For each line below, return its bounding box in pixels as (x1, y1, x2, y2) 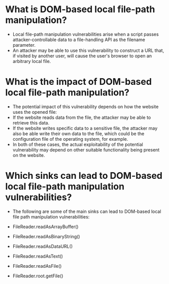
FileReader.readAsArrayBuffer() (12, 224, 79, 230)
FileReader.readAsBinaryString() (12, 233, 80, 239)
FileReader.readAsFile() (12, 263, 62, 269)
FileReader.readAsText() (12, 253, 63, 259)
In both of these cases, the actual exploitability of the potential (12, 141, 144, 147)
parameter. (12, 42, 36, 48)
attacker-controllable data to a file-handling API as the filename (12, 37, 146, 43)
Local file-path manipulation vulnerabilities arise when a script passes (12, 31, 159, 37)
